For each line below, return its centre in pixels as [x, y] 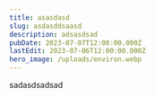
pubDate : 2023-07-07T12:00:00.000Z [76, 43]
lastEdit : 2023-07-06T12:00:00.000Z [77, 51]
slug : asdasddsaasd [46, 26]
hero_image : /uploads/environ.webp [76, 59]
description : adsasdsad [54, 34]
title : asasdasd [39, 18]
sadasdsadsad [36, 85]
